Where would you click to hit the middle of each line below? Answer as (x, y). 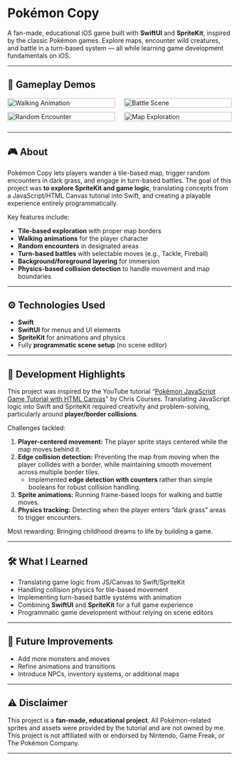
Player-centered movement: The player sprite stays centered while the (123, 442)
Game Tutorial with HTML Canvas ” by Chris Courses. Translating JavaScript (118, 399)
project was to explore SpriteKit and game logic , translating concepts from (118, 188)
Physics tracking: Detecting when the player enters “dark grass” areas (122, 510)
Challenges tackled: (37, 428)
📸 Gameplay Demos (52, 85)
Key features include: (38, 217)
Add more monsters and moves (64, 658)
